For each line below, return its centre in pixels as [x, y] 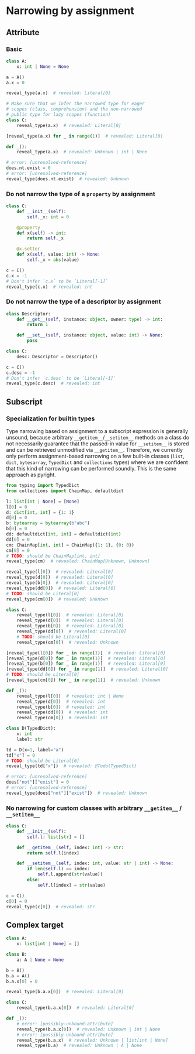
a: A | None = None [40, 960]
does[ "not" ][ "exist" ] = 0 [37, 782]
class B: [17, 955]
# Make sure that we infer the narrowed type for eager [75, 104]
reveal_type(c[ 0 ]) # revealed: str [51, 907]
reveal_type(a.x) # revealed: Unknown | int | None [82, 152]
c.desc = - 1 [20, 373]
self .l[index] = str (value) [72, 885]
